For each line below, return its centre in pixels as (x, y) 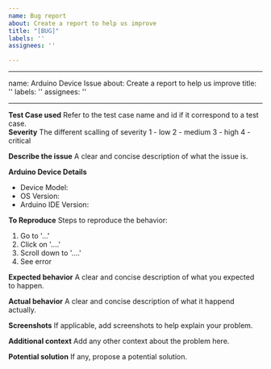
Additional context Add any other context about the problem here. (119, 341)
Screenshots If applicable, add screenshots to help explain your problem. (131, 325)
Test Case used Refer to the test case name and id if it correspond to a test (134, 115)
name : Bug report (38, 16)
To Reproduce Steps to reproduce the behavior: (88, 220)
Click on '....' (40, 245)
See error (36, 262)
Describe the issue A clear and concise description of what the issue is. (128, 156)
